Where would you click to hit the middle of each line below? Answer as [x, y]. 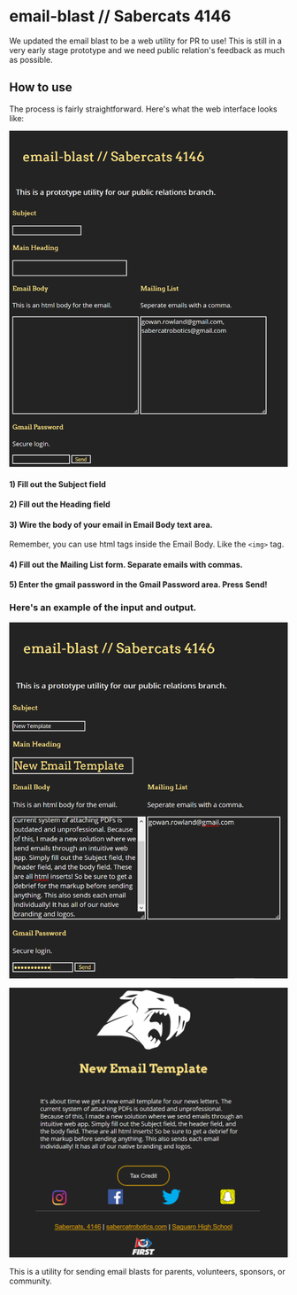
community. [30, 1281]
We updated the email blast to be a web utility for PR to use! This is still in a [146, 41]
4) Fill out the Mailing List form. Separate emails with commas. [126, 564]
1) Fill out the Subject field [57, 484]
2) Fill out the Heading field [60, 504]
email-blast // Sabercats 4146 [120, 16]
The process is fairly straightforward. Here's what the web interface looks [143, 109]
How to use [41, 87]
